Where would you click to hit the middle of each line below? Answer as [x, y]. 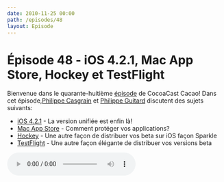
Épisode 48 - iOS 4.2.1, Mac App [100, 60]
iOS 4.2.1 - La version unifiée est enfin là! [75, 121]
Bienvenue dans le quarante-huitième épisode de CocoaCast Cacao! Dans [112, 94]
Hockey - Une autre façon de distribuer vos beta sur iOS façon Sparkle [117, 136]
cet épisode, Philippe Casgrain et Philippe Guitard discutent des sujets [105, 101]
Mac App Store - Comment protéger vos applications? [93, 129]
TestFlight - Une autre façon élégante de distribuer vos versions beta [114, 143]
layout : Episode [30, 26]
